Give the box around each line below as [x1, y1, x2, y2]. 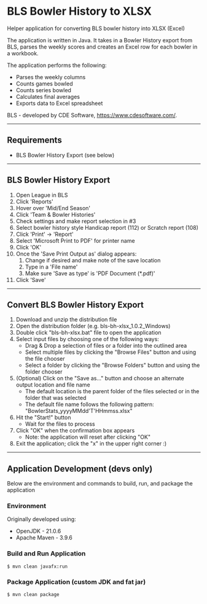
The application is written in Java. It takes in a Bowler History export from [7, 36, 193, 44]
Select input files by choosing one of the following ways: [15, 335, 159, 343]
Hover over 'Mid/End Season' [15, 204, 91, 211]
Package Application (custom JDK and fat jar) [7, 578, 146, 586]
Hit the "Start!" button [15, 414, 71, 422]
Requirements [7, 135, 62, 146]
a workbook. [7, 49, 39, 57]
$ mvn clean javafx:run [7, 563, 68, 570]
